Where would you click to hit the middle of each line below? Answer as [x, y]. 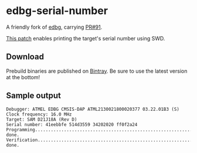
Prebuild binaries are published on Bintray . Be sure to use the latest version [97, 71]
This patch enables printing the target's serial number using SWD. [86, 38]
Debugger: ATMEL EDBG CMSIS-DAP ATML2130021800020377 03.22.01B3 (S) [93, 109]
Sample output [34, 96]
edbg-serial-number [57, 11]
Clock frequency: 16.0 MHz [39, 114]
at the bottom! [23, 77]
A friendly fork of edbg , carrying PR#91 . [54, 27]
